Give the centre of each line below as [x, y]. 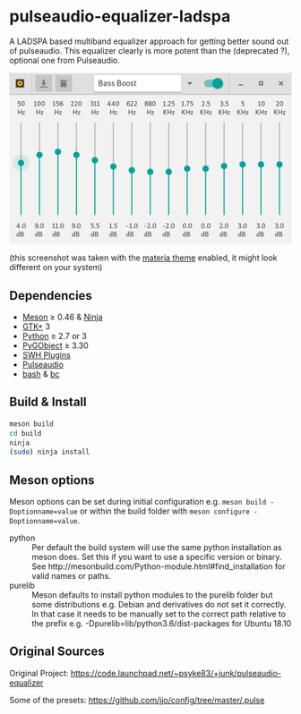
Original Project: [39, 673]
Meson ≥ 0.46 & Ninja [62, 317]
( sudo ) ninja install [50, 452]
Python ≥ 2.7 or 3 [54, 336]
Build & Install [48, 402]
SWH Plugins [47, 354]
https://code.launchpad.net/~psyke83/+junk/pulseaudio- [176, 673]
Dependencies [51, 296]
